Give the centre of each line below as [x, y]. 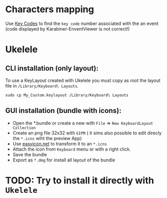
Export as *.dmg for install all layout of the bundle [64, 160]
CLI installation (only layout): [52, 68]
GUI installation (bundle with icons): [63, 111]
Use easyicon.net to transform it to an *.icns [60, 144]
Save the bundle [30, 154]
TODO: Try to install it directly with [80, 180]
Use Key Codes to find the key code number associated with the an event [82, 23]
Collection [24, 128]
